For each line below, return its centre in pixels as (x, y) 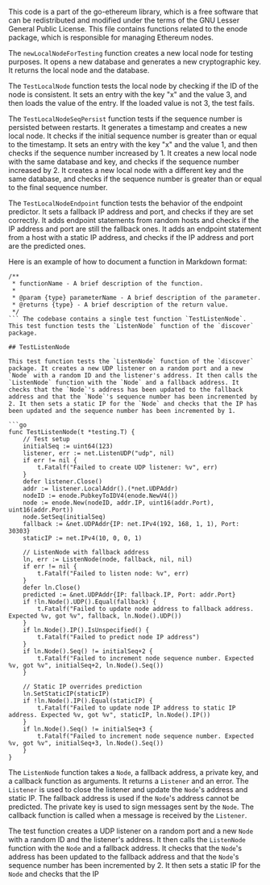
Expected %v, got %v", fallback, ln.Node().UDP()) (95, 616)
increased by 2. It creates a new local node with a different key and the (126, 170)
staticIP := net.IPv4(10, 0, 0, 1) (83, 538)
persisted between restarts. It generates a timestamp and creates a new (128, 127)
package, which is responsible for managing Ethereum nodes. (111, 37)
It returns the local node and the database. (79, 70)
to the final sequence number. (58, 188)
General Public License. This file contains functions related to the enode (128, 29)
